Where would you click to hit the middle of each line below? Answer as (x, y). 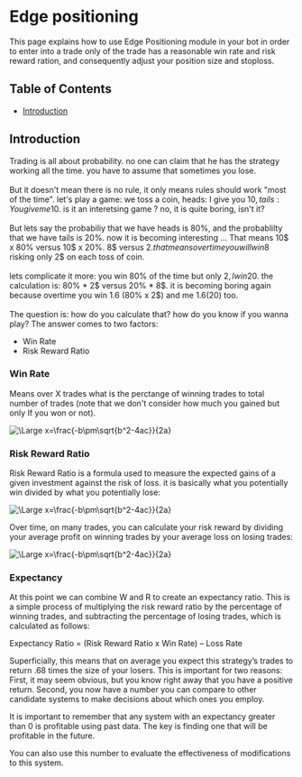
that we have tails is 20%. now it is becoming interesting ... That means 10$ (149, 237)
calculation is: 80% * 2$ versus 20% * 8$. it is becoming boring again (141, 285)
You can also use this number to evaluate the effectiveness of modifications (150, 754)
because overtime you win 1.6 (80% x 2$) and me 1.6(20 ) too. (124, 295)
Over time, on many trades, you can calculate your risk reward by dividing (146, 527)
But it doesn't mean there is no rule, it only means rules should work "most (148, 189)
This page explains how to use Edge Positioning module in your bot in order (150, 41)
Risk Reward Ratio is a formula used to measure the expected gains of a (143, 473)
